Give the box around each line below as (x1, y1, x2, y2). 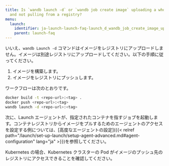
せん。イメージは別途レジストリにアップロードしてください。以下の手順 (5, 51, 155, 57)
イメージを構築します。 (12, 68, 61, 74)
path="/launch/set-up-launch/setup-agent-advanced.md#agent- (5, 132, 140, 138)
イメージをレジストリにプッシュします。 (12, 75, 97, 80)
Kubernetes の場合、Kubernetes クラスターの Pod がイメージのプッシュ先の (5, 149, 163, 155)
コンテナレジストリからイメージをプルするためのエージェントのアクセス (13, 120, 163, 126)
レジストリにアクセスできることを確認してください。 (5, 155, 115, 161)
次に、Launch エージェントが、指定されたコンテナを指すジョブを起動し (5, 114, 154, 120)
